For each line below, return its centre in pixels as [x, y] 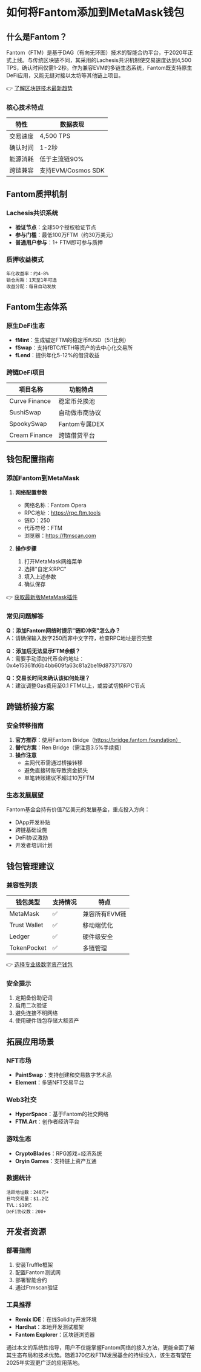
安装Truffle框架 [34, 1265]
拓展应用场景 [30, 1042]
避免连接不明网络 [36, 1013]
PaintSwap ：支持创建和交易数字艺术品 [63, 1075]
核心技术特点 [25, 107]
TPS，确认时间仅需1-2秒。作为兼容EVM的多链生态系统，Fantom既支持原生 [99, 68]
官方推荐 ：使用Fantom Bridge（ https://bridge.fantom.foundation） [98, 739]
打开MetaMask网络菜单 [53, 561]
